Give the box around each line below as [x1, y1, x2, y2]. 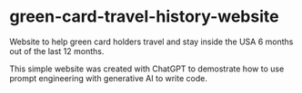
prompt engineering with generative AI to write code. [9, 72, 207, 83]
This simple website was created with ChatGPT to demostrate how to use [9, 63, 285, 74]
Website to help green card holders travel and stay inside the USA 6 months [9, 36, 294, 47]
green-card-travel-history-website [9, 6, 279, 27]
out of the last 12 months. [9, 45, 105, 56]
